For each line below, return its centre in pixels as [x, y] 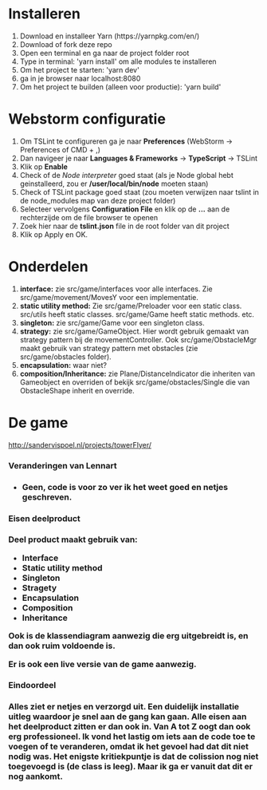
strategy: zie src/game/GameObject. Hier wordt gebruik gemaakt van [134, 331]
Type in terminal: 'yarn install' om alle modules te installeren [118, 61]
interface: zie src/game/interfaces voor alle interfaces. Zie [116, 289]
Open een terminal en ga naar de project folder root [104, 53]
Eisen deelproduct [45, 518]
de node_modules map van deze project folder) [98, 200]
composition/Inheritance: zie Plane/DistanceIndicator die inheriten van [137, 373]
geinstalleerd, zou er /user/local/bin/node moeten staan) [114, 184]
